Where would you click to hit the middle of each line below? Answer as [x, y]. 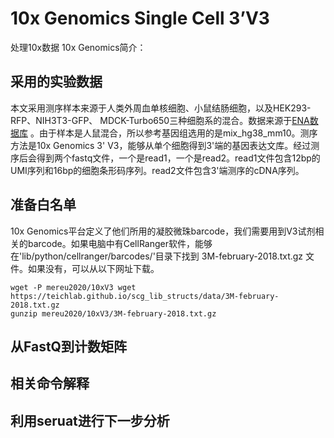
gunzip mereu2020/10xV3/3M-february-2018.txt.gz [113, 313]
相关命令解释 [50, 383]
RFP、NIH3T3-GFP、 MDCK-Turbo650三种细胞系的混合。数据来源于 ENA [160, 120]
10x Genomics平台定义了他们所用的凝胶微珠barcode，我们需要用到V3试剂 [163, 231]
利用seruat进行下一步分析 [90, 420]
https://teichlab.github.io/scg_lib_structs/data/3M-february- [145, 296]
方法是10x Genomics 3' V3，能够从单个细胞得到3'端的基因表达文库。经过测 [165, 145]
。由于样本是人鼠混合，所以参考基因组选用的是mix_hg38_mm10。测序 [173, 133]
